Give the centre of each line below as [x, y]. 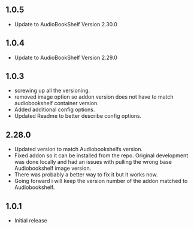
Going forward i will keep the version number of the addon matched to [101, 181]
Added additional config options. [54, 109]
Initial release [31, 221]
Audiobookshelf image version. [53, 168]
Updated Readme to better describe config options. [78, 116]
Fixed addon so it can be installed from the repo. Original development [101, 155]
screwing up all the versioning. [52, 91]
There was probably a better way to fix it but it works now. [86, 175]
